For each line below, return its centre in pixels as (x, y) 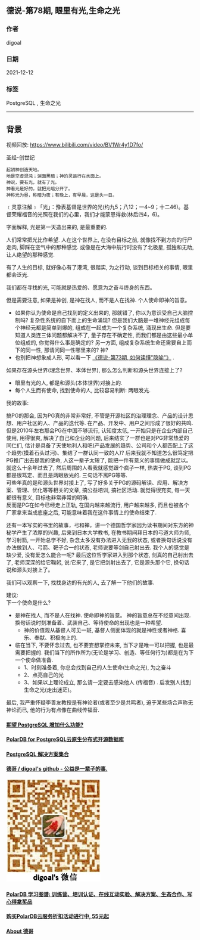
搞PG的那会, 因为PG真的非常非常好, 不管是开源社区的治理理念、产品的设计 (97, 415)
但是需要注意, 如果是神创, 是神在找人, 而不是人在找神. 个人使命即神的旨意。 (98, 300)
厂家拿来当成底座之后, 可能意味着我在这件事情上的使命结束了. (82, 513)
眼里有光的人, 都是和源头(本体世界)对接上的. (69, 383)
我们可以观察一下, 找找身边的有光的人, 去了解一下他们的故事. (80, 582)
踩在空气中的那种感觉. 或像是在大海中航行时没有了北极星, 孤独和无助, (109, 247)
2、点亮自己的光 (44, 675)
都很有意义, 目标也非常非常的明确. (48, 498)
